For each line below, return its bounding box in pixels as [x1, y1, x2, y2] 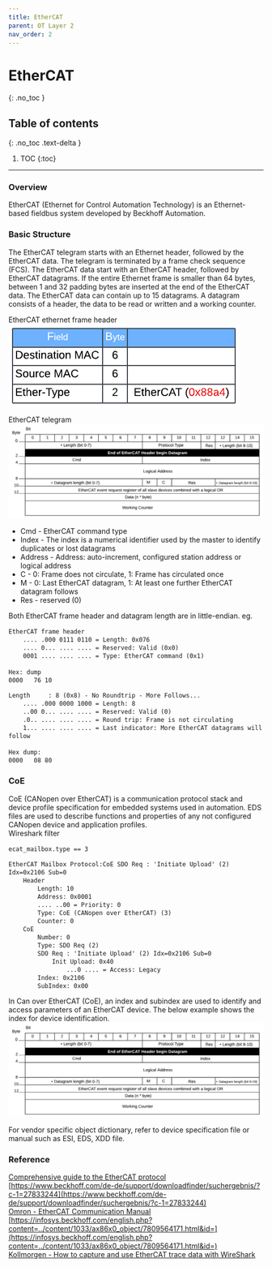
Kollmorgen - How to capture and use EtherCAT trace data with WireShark [8, 1250, 256, 1260]
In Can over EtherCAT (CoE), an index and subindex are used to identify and [8, 996, 261, 1006]
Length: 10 [37, 884, 74, 892]
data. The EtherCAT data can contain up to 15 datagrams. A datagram [8, 290, 240, 300]
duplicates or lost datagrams [19, 543, 116, 553]
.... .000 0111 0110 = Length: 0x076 [23, 636, 151, 644]
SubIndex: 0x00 [37, 981, 89, 990]
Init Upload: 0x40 [51, 957, 114, 965]
